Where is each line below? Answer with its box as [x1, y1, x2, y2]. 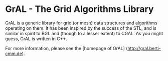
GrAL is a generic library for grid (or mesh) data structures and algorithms [5, 20, 157, 26]
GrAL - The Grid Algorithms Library [5, 3, 154, 15]
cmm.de [5, 51, 23, 57]
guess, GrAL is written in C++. [5, 36, 68, 42]
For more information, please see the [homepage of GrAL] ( [5, 45, 128, 51]
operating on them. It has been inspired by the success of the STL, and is [5, 25, 157, 31]
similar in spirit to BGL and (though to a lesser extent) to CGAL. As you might [5, 30, 163, 36]
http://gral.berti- [127, 45, 161, 51]
